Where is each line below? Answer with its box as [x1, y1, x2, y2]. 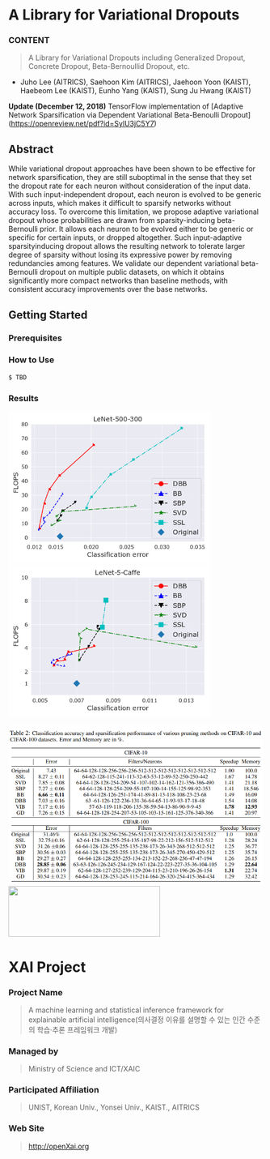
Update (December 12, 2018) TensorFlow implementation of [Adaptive [8, 101, 244, 111]
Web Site [8, 1123, 44, 1134]
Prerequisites [8, 332, 62, 344]
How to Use [8, 354, 55, 366]
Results [8, 392, 39, 404]
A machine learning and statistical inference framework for [27, 1005, 225, 1015]
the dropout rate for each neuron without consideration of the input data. [8, 181, 251, 191]
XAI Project [8, 958, 86, 976]
